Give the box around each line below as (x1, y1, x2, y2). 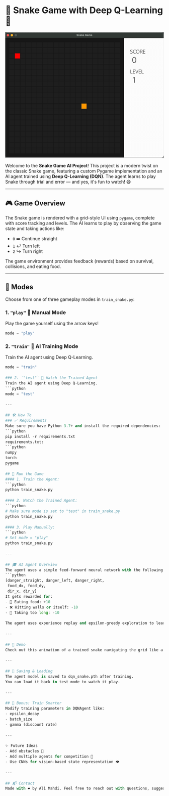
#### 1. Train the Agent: (5, 476, 59, 482)
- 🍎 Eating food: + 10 (5, 599, 51, 604)
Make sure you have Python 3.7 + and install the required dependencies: (5, 423, 161, 428)
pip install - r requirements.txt (5, 434, 75, 439)
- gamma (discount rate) (5, 722, 57, 727)
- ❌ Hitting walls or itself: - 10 (5, 604, 78, 610)
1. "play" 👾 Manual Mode (5, 308, 66, 316)
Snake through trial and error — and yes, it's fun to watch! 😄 (5, 179, 131, 185)
